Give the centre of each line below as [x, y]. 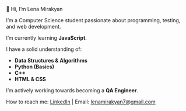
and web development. [34, 27]
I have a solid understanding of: [44, 49]
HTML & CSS [30, 79]
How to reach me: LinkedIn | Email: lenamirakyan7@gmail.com [81, 102]
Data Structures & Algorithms [51, 60]
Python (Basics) [34, 67]
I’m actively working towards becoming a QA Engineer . [72, 90]
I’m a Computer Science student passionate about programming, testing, [93, 20]
